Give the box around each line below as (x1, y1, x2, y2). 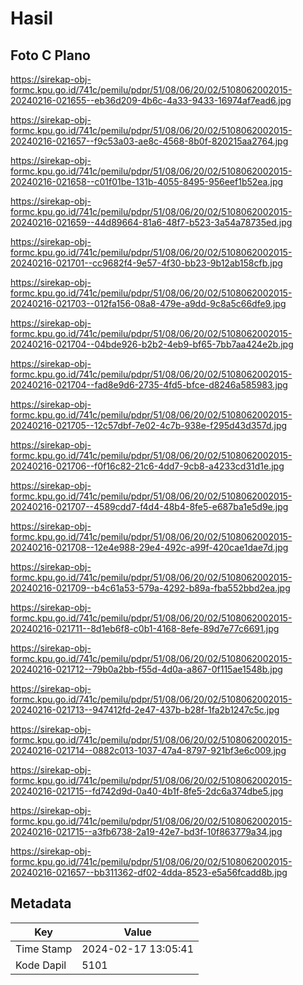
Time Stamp (15, 942, 73, 956)
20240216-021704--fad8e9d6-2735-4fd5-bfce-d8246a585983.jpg (10, 379, 288, 391)
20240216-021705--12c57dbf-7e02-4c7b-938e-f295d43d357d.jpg (10, 420, 288, 431)
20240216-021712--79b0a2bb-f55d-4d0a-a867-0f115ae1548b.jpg (10, 663, 283, 675)
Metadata (10, 895, 72, 912)
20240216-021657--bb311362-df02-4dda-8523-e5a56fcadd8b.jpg (10, 867, 288, 878)
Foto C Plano (10, 47, 91, 64)
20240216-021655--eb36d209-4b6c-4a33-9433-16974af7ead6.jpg (10, 95, 292, 106)
